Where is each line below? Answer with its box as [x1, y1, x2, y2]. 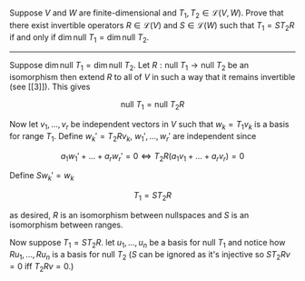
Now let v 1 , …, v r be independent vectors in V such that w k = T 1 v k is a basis [9, 118, 290, 132]
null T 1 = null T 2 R [120, 99, 185, 112]
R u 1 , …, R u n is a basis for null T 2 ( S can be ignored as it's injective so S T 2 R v [9, 248, 290, 262]
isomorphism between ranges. [9, 219, 123, 230]
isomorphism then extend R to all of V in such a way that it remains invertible [9, 72, 296, 83]
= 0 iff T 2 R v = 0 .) [9, 260, 74, 274]
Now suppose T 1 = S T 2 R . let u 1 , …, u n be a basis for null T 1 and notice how [9, 236, 286, 250]
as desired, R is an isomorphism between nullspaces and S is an [9, 209, 250, 220]
